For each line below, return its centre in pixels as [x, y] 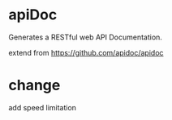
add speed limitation [43, 107]
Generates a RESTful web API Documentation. [85, 37]
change [34, 85]
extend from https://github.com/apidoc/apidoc [86, 52]
